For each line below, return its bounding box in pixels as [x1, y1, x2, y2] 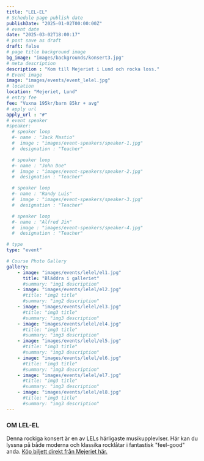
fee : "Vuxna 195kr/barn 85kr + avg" [6, 100, 100, 106]
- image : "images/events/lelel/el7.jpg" [17, 372, 122, 378]
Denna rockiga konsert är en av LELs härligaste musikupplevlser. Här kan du [6, 435, 199, 442]
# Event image [6, 72, 43, 78]
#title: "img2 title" [22, 292, 78, 299]
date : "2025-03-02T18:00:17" [6, 32, 81, 38]
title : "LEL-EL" [6, 9, 48, 15]
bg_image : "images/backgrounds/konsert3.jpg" [6, 55, 124, 61]
